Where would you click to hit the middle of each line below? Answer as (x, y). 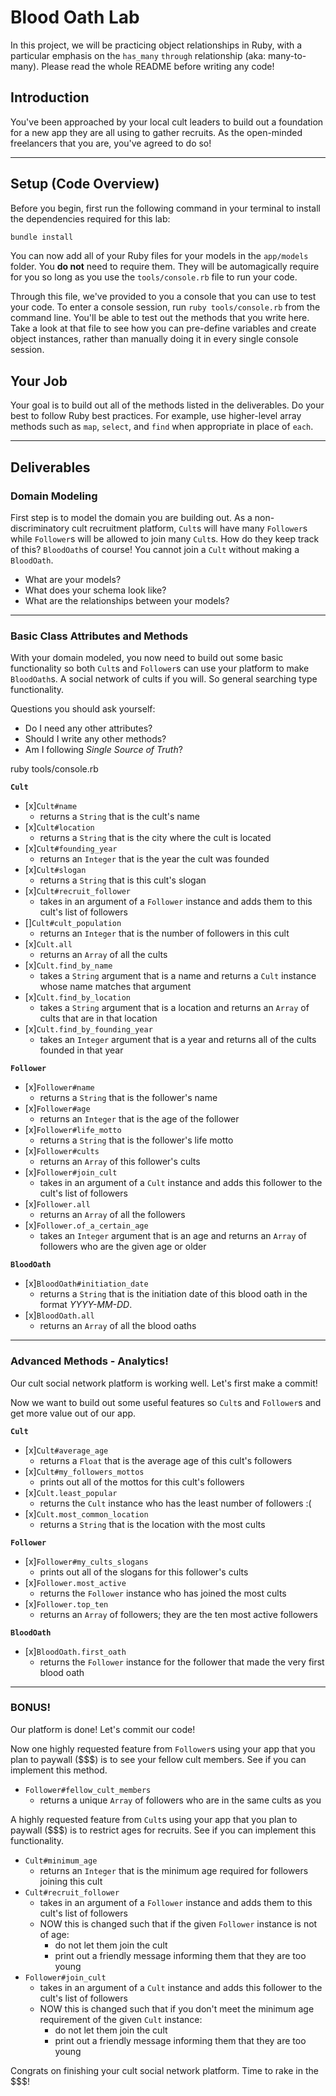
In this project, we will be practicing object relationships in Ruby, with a (156, 45)
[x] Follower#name (59, 1087)
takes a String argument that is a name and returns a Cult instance (178, 976)
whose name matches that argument (115, 987)
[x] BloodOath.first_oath (75, 1651)
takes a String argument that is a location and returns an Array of (174, 1008)
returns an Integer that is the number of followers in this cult (164, 933)
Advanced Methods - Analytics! (89, 1361)
